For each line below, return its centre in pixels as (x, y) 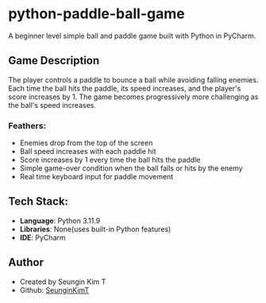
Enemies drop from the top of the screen (86, 143)
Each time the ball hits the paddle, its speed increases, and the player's (125, 88)
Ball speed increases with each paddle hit (88, 151)
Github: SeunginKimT (54, 290)
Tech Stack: (39, 202)
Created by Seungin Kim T (63, 282)
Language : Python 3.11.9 (60, 221)
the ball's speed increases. (52, 105)
